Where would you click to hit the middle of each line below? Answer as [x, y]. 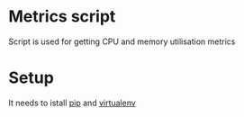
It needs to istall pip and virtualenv [72, 103]
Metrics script [62, 17]
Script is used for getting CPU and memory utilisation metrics [122, 41]
